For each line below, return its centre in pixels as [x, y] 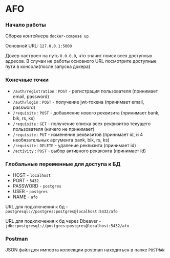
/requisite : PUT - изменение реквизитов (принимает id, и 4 [78, 134]
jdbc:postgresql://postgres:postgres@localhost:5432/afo [67, 226]
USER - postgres [30, 192]
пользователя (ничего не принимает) [54, 129]
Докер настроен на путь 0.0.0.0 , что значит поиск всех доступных [79, 56]
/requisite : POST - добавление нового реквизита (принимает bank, [86, 112]
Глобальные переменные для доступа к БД [63, 164]
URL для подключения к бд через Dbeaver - [53, 221]
